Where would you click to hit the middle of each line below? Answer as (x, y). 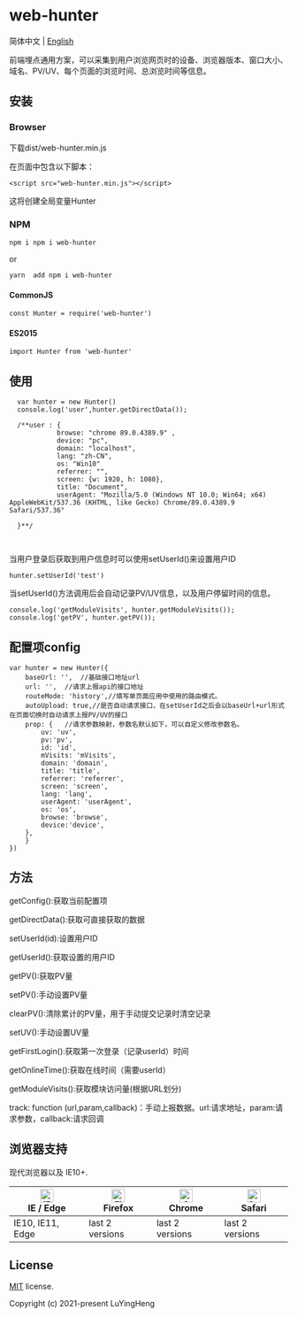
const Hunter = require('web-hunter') (80, 314)
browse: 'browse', (75, 817)
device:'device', (72, 825)
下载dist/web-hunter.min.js (58, 148)
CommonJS (31, 295)
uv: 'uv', (59, 732)
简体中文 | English (42, 41)
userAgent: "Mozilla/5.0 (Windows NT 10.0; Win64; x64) (161, 495)
